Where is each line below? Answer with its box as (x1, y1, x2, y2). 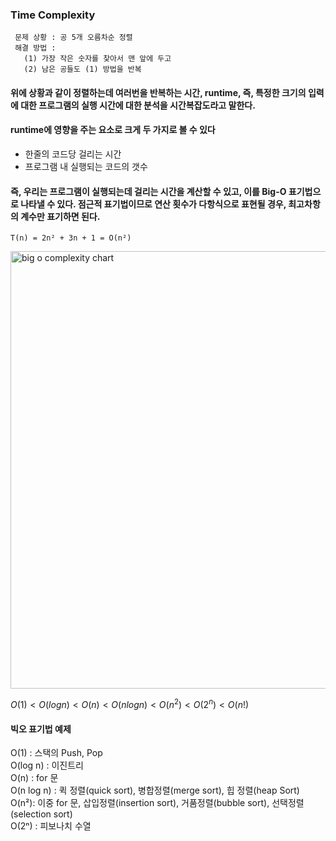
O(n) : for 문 (10, 772, 59, 784)
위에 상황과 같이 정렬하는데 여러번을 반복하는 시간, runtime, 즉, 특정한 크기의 (10, 86, 307, 98)
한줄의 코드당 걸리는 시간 (24, 148, 122, 160)
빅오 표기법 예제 (10, 723, 72, 735)
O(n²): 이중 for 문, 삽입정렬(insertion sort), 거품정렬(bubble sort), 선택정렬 (10, 797, 305, 809)
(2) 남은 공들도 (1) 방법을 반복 (23, 64, 142, 75)
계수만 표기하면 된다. (20, 210, 101, 222)
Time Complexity (10, 8, 96, 22)
